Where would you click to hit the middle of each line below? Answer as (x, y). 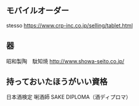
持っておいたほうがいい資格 (57, 82)
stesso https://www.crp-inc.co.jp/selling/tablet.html (69, 25)
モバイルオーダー (38, 11)
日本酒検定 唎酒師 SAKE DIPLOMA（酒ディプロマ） (69, 97)
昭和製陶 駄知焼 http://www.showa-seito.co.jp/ (65, 61)
